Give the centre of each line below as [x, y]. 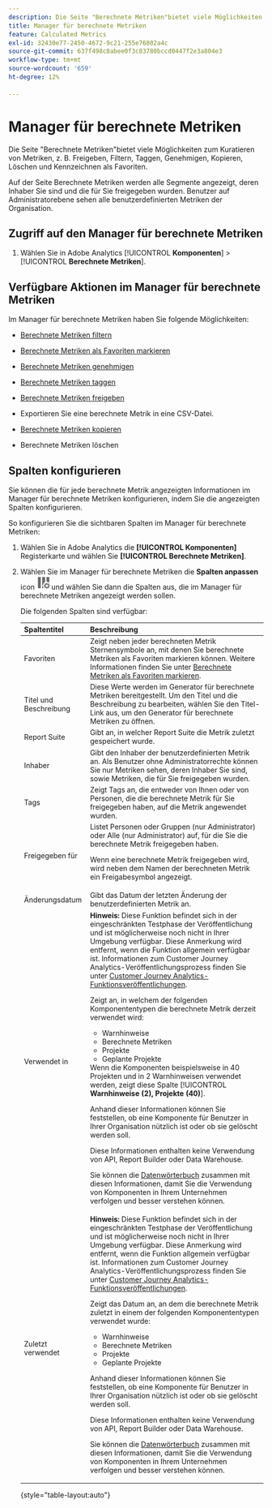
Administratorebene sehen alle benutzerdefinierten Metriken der [115, 200]
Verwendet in [46, 1061]
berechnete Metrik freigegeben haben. [154, 844]
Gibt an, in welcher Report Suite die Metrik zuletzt [172, 733]
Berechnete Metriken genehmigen [77, 367]
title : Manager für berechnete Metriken [78, 26]
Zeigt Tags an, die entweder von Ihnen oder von [170, 789]
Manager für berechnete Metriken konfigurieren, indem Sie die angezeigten [134, 498]
